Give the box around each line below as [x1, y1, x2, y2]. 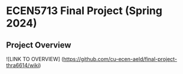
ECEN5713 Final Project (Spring [6, 4, 162, 18]
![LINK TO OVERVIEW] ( [6, 56, 64, 62]
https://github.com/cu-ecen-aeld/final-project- [63, 56, 177, 62]
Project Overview [6, 40, 71, 50]
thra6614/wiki [6, 62, 40, 69]
